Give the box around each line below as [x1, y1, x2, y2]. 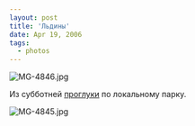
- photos [17, 47, 50, 56]
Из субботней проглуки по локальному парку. [9, 89, 187, 100]
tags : [9, 38, 30, 48]
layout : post [9, 13, 58, 22]
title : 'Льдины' [9, 22, 70, 31]
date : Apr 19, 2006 [9, 30, 83, 39]
